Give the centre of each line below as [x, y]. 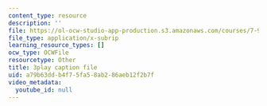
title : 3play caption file [53, 68]
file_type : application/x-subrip [64, 38]
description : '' [35, 23]
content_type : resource [48, 16]
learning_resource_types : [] [56, 45]
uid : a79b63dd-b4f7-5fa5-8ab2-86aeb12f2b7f [81, 75]
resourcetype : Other [43, 61]
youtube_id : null [44, 90]
